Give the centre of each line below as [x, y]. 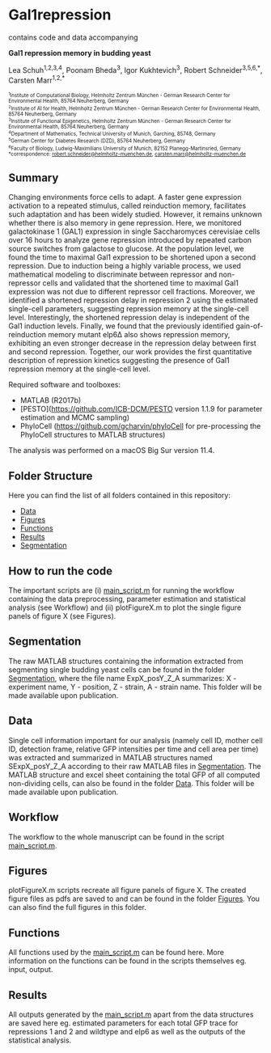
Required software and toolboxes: [65, 385]
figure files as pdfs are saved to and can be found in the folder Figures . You [134, 899]
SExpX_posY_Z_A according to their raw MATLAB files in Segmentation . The [135, 766]
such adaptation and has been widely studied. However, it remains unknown [135, 214]
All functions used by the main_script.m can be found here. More [116, 953]
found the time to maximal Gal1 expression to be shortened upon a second [132, 257]
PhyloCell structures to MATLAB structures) [93, 435]
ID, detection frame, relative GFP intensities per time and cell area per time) [133, 749]
